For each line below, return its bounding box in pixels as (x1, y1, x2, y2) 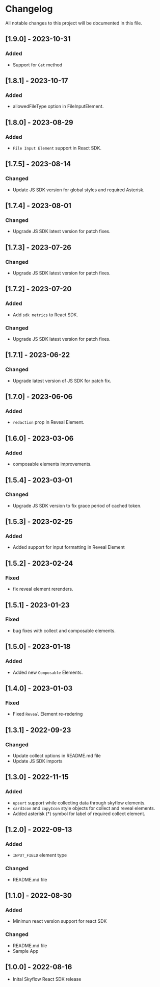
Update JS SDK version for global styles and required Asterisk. (12, 187, 145, 193)
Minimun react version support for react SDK (12, 918, 107, 924)
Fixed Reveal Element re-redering (12, 711, 83, 717)
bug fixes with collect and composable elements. (12, 627, 116, 634)
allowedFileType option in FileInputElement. (12, 103, 104, 110)
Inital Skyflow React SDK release (12, 976, 82, 982)
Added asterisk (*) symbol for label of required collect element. (12, 811, 146, 817)
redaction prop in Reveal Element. (12, 419, 85, 425)
